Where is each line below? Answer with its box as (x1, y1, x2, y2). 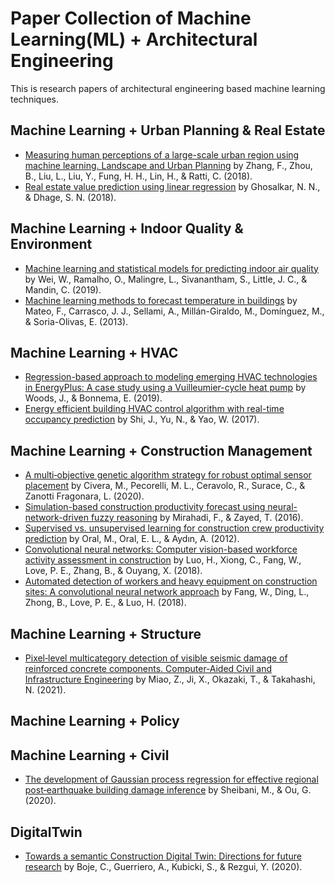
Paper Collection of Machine (10, 7, 252, 30)
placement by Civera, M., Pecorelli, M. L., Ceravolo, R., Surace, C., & (24, 480, 306, 492)
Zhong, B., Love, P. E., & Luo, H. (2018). (24, 597, 187, 609)
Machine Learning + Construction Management (10, 442, 313, 459)
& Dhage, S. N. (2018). (24, 191, 117, 203)
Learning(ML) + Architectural (10, 28, 258, 51)
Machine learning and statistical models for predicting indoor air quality (24, 262, 319, 274)
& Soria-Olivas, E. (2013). (24, 315, 129, 327)
